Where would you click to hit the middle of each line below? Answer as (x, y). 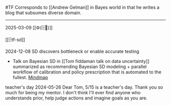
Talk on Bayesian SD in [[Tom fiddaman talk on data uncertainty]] (81, 61)
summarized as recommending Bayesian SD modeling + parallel (80, 66)
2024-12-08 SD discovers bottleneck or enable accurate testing (72, 51)
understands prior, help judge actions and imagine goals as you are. (76, 98)
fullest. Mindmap (30, 77)
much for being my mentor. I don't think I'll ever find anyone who (73, 93)
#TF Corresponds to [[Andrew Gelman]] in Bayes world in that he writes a (82, 7)
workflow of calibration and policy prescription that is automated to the (87, 72)
